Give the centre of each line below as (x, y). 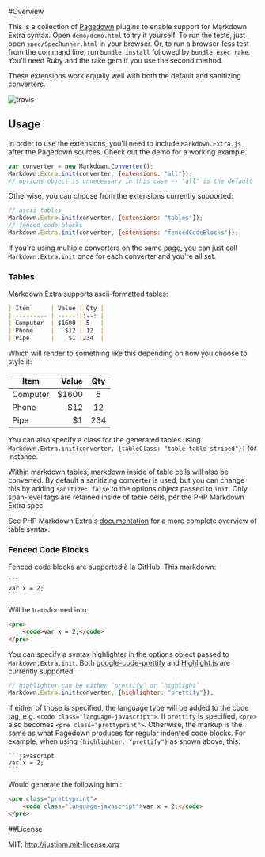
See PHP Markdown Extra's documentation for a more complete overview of (132, 521)
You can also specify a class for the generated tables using (105, 439)
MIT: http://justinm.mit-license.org (64, 844)
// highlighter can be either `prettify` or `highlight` (104, 685)
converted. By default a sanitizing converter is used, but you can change (127, 480)
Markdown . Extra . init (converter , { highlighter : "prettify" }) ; (111, 693)
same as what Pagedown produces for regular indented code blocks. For (127, 733)
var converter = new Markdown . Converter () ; (81, 166)
